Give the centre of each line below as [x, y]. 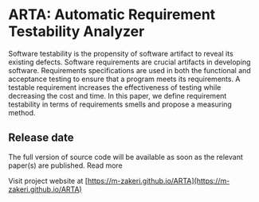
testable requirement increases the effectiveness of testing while [115, 87]
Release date [41, 138]
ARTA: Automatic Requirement [112, 15]
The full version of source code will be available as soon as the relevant [126, 157]
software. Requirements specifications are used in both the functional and [129, 70]
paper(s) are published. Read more [66, 165]
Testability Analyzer [77, 31]
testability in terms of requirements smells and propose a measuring [120, 104]
